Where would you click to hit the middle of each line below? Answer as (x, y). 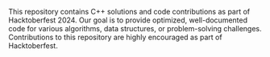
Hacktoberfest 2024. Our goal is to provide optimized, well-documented (128, 20)
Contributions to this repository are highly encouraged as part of (116, 37)
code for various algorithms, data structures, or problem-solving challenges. (135, 28)
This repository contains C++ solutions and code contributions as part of (129, 12)
